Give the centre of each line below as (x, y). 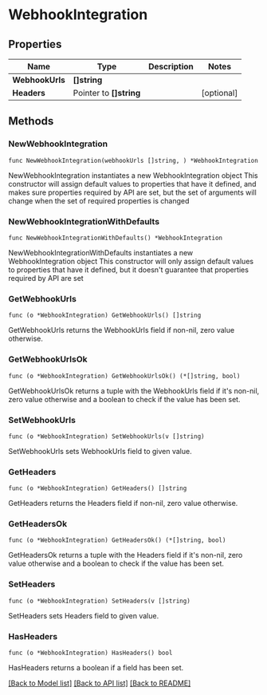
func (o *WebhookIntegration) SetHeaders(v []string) (100, 601)
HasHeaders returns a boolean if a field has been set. (96, 668)
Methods (31, 121)
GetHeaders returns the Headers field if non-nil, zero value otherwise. (123, 503)
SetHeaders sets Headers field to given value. (84, 615)
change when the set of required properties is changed (99, 200)
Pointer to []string (107, 93)
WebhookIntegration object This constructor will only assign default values (131, 261)
